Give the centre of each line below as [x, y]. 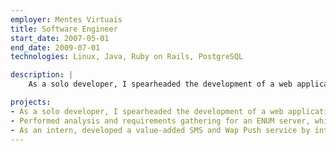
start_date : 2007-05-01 [60, 38]
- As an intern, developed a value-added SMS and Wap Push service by [160, 130]
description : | [42, 75]
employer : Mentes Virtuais [66, 19]
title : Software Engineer [64, 29]
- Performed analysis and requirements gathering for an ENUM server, [160, 121]
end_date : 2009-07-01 [55, 47]
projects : [31, 102]
